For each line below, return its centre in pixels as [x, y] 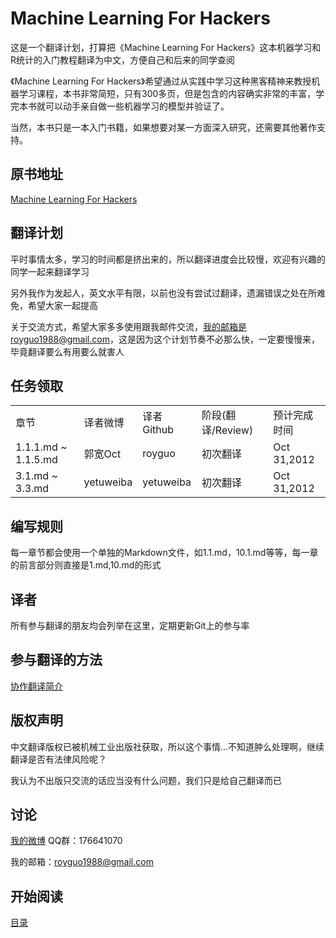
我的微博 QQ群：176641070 [66, 841]
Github [158, 430]
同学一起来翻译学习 [50, 271]
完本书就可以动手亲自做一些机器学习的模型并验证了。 [120, 106]
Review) [234, 430]
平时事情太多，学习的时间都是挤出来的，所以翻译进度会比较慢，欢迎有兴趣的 [168, 259]
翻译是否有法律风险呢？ [58, 759]
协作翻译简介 [36, 686]
